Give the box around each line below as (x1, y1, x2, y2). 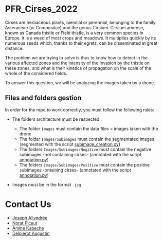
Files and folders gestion (5, 94, 82, 102)
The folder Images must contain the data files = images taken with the (19, 126, 158, 131)
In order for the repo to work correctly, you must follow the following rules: (5, 107, 154, 112)
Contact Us (5, 199, 52, 210)
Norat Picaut (12, 220, 37, 226)
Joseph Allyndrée (12, 215, 48, 221)
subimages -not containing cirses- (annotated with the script (19, 151, 142, 157)
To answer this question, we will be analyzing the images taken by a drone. (5, 79, 155, 86)
